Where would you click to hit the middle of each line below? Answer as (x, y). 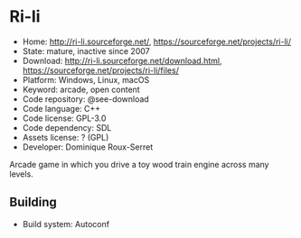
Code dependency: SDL (67, 127)
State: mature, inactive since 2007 (86, 50)
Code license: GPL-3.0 (64, 118)
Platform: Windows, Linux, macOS (86, 79)
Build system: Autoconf (66, 224)
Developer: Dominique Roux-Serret (88, 147)
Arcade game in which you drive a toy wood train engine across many (139, 164)
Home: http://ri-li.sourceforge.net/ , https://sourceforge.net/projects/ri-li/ (157, 41)
